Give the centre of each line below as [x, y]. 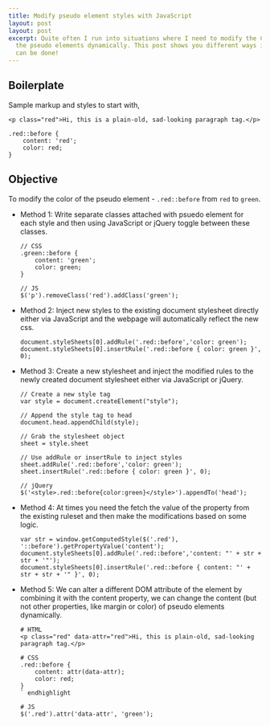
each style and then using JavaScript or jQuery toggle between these [135, 222]
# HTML [31, 630]
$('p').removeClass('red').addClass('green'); [99, 295]
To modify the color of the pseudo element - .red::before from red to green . [135, 198]
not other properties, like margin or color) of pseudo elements [122, 606]
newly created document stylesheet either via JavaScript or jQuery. [131, 379]
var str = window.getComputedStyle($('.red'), [99, 539]
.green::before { [49, 253]
